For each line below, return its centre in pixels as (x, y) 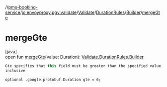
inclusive (15, 71)
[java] (11, 51)
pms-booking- (23, 7)
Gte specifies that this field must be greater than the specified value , (84, 66)
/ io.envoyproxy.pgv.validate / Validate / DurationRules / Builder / (81, 12)
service (13, 12)
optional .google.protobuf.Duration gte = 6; (53, 80)
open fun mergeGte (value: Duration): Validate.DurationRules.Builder (75, 57)
